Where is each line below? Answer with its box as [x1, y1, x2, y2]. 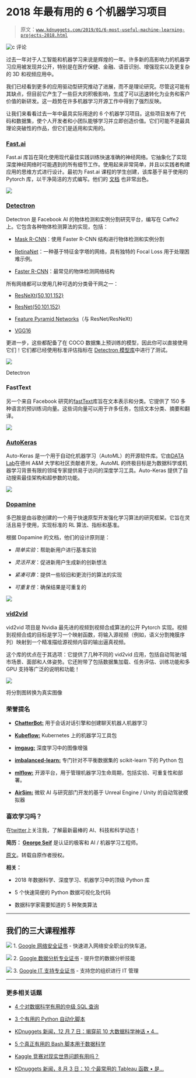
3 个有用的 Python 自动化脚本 [14, 1015, 86, 1022]
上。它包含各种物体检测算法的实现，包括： [6, 223, 108, 230]
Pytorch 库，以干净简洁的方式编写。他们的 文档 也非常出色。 [6, 176, 152, 183]
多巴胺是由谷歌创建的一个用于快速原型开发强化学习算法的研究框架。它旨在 [6, 514, 185, 521]
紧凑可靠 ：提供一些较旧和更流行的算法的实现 [14, 571, 123, 579]
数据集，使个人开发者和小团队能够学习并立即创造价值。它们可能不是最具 [16, 117, 190, 124]
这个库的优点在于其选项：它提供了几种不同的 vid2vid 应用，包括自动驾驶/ [6, 651, 182, 658]
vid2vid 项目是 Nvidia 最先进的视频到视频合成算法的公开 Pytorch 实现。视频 [6, 624, 188, 631]
